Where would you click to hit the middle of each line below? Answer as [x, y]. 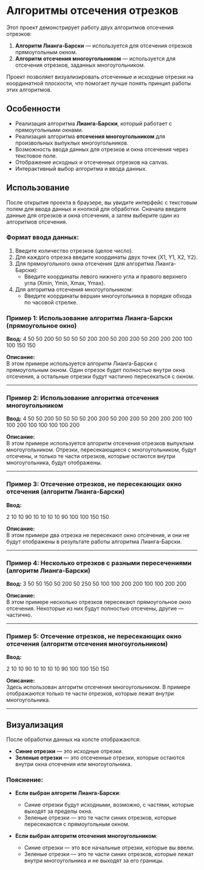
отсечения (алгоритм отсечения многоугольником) [87, 643]
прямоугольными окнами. [49, 130]
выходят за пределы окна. [58, 811]
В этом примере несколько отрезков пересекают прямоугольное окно [99, 602]
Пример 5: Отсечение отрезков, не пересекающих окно [94, 636]
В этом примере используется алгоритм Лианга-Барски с [82, 364]
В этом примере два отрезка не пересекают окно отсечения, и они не [98, 535]
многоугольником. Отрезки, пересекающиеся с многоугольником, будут [101, 450]
